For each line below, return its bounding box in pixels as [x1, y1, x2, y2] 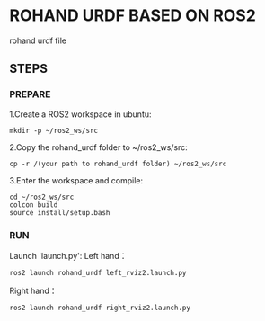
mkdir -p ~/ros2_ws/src [9, 126, 99, 135]
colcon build [9, 200, 58, 210]
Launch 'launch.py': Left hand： [9, 250, 128, 261]
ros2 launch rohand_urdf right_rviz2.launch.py [9, 303, 191, 312]
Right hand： [9, 285, 57, 296]
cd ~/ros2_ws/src [9, 192, 75, 201]
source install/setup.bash [9, 208, 110, 217]
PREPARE [9, 88, 51, 101]
